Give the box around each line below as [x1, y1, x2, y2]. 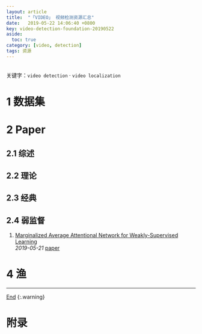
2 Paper [6, 123, 46, 137]
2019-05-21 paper [14, 244, 60, 252]
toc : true [11, 37, 36, 43]
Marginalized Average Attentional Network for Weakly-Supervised [14, 232, 179, 239]
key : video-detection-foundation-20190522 [6, 25, 114, 32]
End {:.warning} [6, 293, 45, 301]
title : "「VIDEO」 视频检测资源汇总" [6, 14, 94, 20]
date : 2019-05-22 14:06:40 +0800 [6, 20, 96, 26]
